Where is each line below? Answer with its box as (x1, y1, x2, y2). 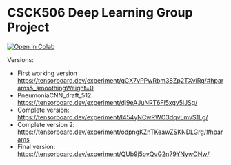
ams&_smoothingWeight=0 (17, 84, 94, 92)
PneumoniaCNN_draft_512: (17, 91, 93, 99)
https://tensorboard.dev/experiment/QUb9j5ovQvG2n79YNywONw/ (17, 150, 210, 158)
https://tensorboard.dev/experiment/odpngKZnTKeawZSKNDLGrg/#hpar (17, 128, 223, 136)
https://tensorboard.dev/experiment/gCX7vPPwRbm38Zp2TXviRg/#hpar (17, 76, 224, 84)
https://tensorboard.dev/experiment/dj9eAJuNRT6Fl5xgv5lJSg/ (17, 98, 198, 106)
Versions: (7, 55, 34, 64)
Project (7, 19, 50, 35)
